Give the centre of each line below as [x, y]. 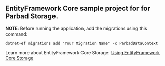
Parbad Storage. [32, 16]
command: [17, 34]
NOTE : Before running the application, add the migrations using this [76, 28]
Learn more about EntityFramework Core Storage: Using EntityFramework [83, 52]
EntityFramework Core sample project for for [78, 8]
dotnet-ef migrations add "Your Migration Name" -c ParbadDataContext [82, 43]
